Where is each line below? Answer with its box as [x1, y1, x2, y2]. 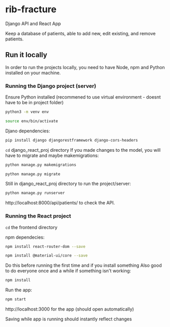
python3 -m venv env [5, 109, 50, 114]
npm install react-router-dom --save [5, 244, 86, 249]
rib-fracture [5, 4, 57, 15]
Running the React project [5, 213, 71, 220]
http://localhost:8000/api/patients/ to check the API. [5, 200, 115, 206]
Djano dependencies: [5, 128, 50, 134]
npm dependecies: [5, 234, 45, 240]
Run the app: [5, 287, 32, 293]
